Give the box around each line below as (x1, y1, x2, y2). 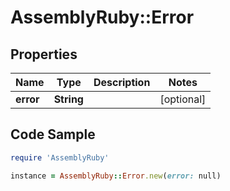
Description (93, 76, 151, 89)
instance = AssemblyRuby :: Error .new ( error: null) (10, 171, 222, 181)
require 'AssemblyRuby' (10, 152, 110, 163)
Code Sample (10, 126, 96, 143)
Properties (10, 46, 78, 63)
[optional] (159, 92, 207, 106)
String (53, 92, 84, 106)
